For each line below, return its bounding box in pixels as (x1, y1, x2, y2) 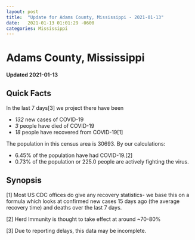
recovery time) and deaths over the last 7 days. (6, 204, 122, 211)
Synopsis (6, 176, 42, 186)
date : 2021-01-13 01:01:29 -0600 (6, 20, 95, 26)
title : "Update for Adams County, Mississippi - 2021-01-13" (6, 14, 164, 20)
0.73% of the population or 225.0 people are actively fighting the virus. (14, 158, 189, 165)
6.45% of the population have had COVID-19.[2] (14, 152, 133, 159)
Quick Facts (6, 88, 52, 99)
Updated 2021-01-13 (6, 71, 58, 78)
